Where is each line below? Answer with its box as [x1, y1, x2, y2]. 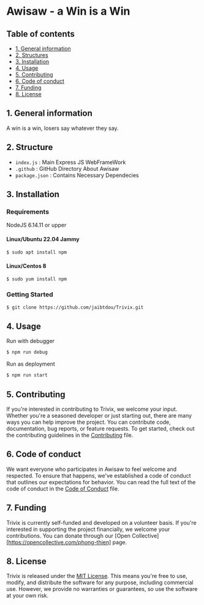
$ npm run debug [6, 349, 48, 356]
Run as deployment [6, 360, 55, 368]
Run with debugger [6, 337, 55, 345]
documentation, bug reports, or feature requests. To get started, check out [6, 425, 195, 432]
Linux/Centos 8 [6, 262, 47, 269]
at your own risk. [6, 592, 49, 599]
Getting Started [6, 290, 53, 299]
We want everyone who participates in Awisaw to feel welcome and [6, 465, 176, 473]
